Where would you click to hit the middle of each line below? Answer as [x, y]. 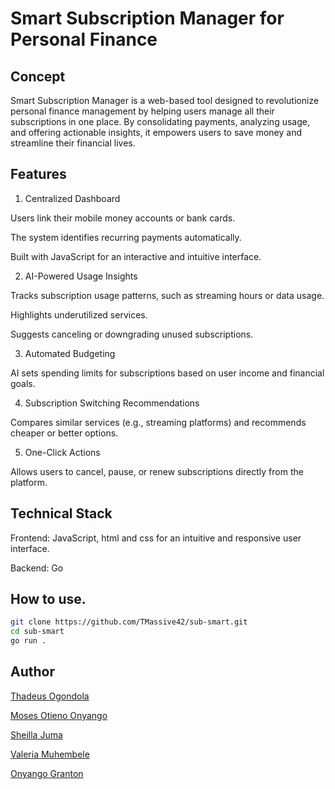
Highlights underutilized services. [79, 314]
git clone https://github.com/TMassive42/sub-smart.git [129, 622]
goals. [23, 383]
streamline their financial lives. [73, 143]
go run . [28, 641]
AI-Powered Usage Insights [81, 276]
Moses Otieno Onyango [59, 715]
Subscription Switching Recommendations [112, 403]
